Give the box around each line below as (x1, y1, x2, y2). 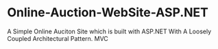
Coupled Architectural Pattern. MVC (7, 34, 108, 42)
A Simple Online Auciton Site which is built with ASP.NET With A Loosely (7, 27, 212, 35)
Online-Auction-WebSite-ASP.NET (7, 5, 209, 20)
